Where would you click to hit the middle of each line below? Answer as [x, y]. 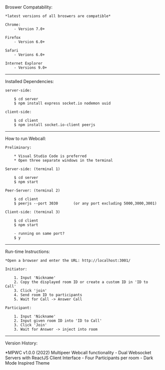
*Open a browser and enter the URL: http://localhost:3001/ [68, 260]
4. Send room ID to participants [48, 295]
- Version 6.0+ [29, 42]
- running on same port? [39, 233]
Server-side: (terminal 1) [33, 169]
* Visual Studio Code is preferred [50, 156]
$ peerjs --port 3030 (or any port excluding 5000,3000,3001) [85, 203]
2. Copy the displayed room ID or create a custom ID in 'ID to [81, 282]
